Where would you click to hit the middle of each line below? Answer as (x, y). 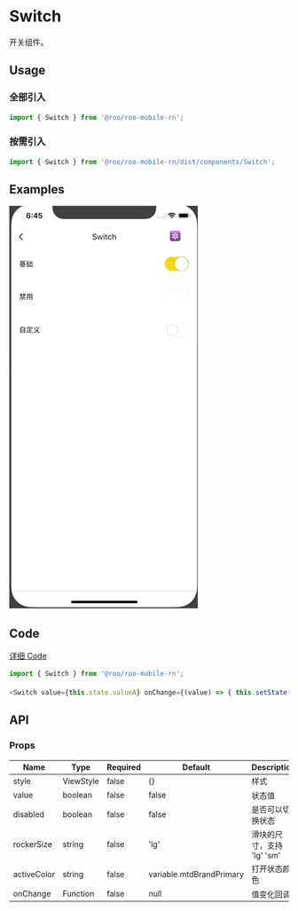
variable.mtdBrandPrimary (196, 874)
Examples (37, 189)
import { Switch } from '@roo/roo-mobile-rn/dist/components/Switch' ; (142, 161)
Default (196, 767)
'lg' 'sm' (266, 856)
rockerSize (33, 844)
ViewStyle (81, 781)
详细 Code (28, 656)
